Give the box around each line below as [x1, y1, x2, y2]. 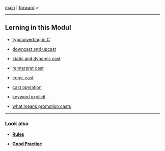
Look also [5, 120, 28, 127]
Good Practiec [12, 141, 43, 147]
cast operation [12, 84, 42, 90]
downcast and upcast [12, 46, 56, 52]
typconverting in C [12, 36, 50, 42]
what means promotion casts [12, 103, 71, 109]
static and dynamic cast [12, 56, 61, 61]
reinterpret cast [12, 65, 44, 71]
